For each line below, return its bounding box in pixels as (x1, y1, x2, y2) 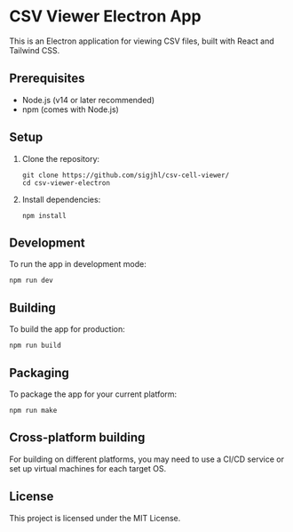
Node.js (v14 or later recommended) (21, 94, 155, 105)
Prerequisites (9, 71, 85, 86)
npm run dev (9, 276, 53, 286)
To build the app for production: (9, 324, 126, 335)
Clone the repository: (21, 153, 100, 164)
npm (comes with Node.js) (21, 104, 120, 115)
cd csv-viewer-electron (21, 178, 111, 188)
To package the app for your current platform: (9, 389, 178, 399)
